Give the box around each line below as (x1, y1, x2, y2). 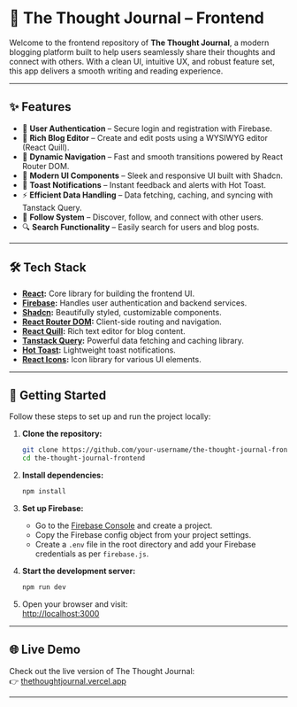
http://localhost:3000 (21, 608, 100, 618)
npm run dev (21, 583, 66, 592)
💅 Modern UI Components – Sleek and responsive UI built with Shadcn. (21, 170, 284, 181)
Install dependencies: (21, 470, 104, 481)
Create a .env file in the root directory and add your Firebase (34, 540, 256, 549)
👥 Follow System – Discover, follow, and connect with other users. (21, 212, 263, 222)
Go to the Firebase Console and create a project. (34, 520, 213, 531)
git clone (21, 446, 59, 454)
